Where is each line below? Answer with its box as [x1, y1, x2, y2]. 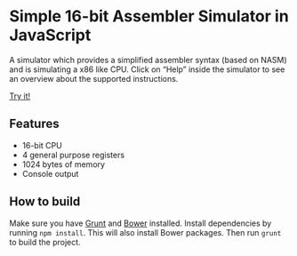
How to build [9, 194, 81, 210]
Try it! [9, 91, 31, 101]
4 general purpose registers [21, 149, 125, 160]
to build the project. [9, 236, 82, 247]
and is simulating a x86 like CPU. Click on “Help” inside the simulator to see [9, 64, 285, 75]
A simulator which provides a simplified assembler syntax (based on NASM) [9, 54, 287, 65]
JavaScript [9, 25, 92, 45]
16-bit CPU [21, 140, 62, 150]
